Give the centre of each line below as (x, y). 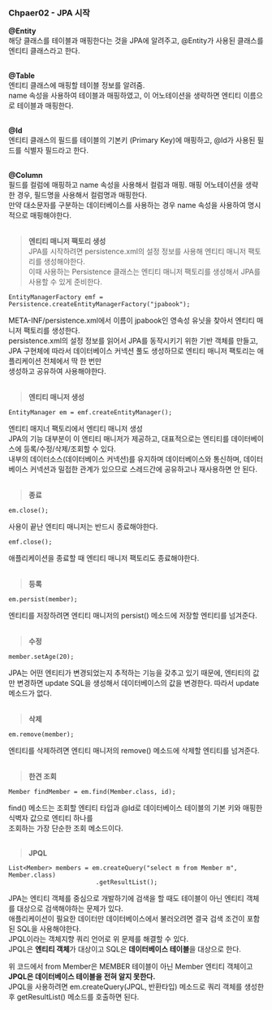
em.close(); (28, 511)
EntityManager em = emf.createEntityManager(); (91, 413)
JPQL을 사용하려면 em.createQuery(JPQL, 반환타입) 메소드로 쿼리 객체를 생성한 (136, 987)
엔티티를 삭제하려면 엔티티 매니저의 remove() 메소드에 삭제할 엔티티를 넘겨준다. (134, 751)
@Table (22, 76)
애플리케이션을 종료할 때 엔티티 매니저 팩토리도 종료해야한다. (104, 558)
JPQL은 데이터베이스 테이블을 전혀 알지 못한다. (82, 977)
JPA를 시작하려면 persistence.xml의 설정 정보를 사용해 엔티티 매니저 (137, 251)
